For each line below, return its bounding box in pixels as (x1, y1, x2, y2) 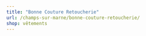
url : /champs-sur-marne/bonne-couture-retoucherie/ (6, 15, 140, 21)
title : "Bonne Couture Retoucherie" (6, 9, 99, 15)
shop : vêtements (6, 20, 47, 26)
